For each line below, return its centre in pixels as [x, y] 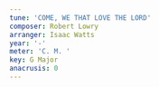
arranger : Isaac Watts [52, 34]
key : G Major [34, 60]
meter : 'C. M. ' [40, 52]
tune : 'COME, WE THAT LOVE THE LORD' [80, 18]
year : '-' [28, 43]
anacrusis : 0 [34, 69]
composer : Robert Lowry [54, 26]
